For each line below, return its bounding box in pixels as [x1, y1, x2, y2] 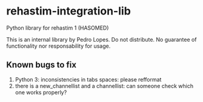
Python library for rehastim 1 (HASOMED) [6, 24, 109, 31]
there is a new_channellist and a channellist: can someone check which [15, 82, 194, 89]
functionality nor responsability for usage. [6, 42, 111, 49]
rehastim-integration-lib [6, 4, 131, 18]
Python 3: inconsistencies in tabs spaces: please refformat [15, 75, 162, 83]
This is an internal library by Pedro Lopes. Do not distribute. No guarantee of [6, 36, 197, 43]
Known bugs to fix [6, 60, 77, 70]
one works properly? [15, 89, 67, 96]
